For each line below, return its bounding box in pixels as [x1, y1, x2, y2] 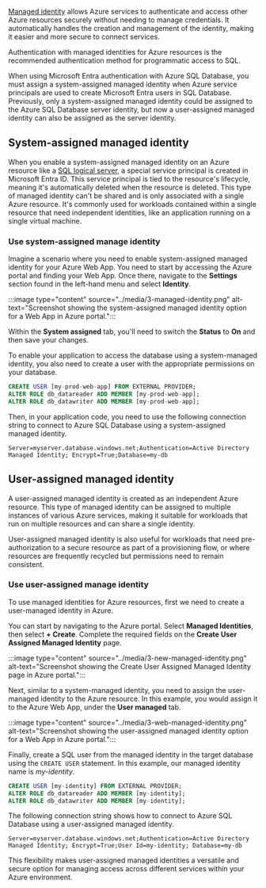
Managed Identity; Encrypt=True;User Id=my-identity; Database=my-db [8, 842, 243, 850]
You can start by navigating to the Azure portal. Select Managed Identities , [8, 621, 253, 630]
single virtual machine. [8, 216, 82, 225]
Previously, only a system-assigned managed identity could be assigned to [8, 97, 253, 105]
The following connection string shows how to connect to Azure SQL [8, 811, 233, 821]
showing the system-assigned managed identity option [66, 303, 247, 312]
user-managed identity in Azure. [8, 606, 114, 615]
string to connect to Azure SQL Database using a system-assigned [8, 420, 226, 430]
